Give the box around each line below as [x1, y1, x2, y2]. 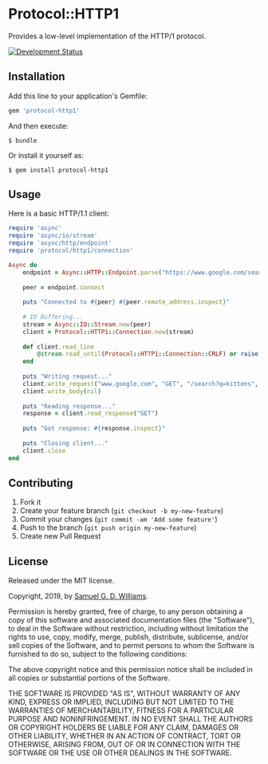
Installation [8, 70, 65, 84]
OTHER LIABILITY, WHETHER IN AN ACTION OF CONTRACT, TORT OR [8, 731, 241, 741]
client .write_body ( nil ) [22, 387, 102, 396]
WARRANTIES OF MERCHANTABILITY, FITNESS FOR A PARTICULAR [8, 706, 234, 715]
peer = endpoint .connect [22, 283, 105, 292]
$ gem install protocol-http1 [8, 165, 109, 174]
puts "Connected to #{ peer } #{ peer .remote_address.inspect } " [22, 298, 230, 306]
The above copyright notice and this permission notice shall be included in [8, 665, 253, 674]
